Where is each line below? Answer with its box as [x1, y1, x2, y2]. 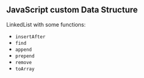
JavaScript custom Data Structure [6, 5, 138, 15]
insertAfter [15, 33, 46, 40]
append [15, 47, 32, 53]
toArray [15, 66, 35, 72]
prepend [15, 53, 35, 59]
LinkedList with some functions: [6, 21, 86, 28]
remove [15, 59, 32, 65]
